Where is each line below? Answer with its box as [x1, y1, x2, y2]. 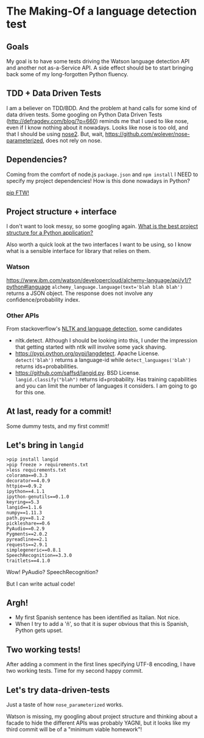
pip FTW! [6, 189, 29, 196]
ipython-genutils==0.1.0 [6, 494, 69, 500]
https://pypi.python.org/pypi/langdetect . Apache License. [15, 350, 160, 357]
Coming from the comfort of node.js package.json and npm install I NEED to [6, 171, 199, 178]
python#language [6, 283, 51, 290]
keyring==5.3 [6, 499, 40, 505]
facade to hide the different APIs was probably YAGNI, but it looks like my [6, 719, 191, 726]
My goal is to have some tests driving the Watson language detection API [6, 58, 190, 65]
